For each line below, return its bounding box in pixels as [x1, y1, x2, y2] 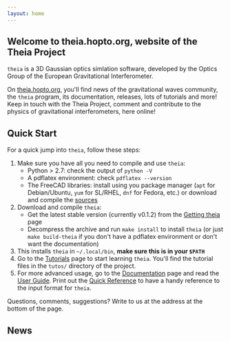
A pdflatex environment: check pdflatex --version [27, 174, 172, 182]
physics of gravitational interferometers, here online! [7, 108, 156, 116]
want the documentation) [27, 240, 99, 249]
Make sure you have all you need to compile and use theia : [17, 159, 186, 168]
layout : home [7, 10, 45, 17]
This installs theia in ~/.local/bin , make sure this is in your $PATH [17, 247, 205, 255]
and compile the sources [27, 196, 98, 204]
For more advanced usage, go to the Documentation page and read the [17, 269, 220, 277]
